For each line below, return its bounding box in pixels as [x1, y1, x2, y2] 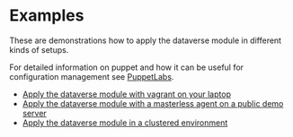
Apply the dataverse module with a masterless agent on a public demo [22, 98, 284, 108]
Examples [9, 5, 84, 26]
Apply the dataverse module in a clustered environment [22, 117, 228, 128]
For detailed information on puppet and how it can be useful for [9, 62, 244, 73]
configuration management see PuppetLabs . [9, 71, 174, 81]
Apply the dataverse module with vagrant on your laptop [22, 89, 232, 99]
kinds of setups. [9, 44, 69, 55]
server [22, 107, 47, 118]
